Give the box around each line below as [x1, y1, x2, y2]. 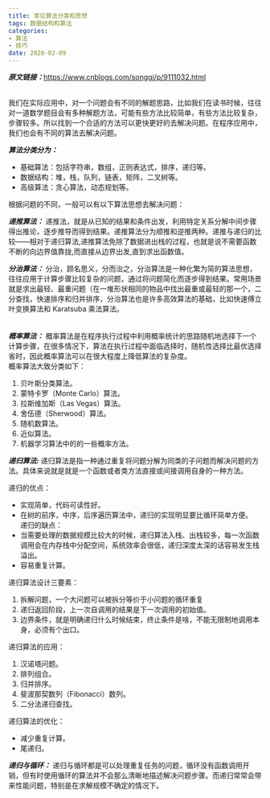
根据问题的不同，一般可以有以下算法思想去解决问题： [8, 199, 185, 209]
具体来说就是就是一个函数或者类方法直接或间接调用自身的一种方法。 [22, 466, 247, 475]
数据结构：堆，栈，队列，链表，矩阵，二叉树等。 [19, 172, 182, 182]
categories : [8, 27, 48, 35]
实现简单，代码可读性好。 [19, 500, 105, 509]
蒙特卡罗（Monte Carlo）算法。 [19, 389, 125, 398]
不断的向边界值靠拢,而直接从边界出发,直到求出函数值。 [8, 247, 189, 256]
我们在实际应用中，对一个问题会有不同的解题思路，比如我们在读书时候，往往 [8, 98, 262, 107]
